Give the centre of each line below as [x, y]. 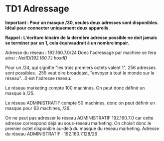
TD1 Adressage [37, 9]
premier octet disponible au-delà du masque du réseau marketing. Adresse [82, 128]
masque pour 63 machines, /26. [38, 108]
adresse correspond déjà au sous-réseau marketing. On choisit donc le [78, 123]
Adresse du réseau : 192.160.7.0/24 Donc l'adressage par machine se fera [81, 52]
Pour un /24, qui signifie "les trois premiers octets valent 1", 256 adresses [81, 67]
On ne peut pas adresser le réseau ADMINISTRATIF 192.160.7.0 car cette [79, 117]
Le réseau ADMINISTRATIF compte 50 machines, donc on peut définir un [80, 102]
